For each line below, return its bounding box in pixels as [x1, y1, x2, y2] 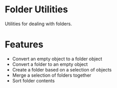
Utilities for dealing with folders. [5, 21, 72, 27]
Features [5, 39, 44, 50]
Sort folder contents [12, 77, 55, 83]
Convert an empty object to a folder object [12, 56, 103, 62]
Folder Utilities [5, 4, 68, 15]
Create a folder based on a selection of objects [12, 66, 112, 73]
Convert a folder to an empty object [12, 61, 88, 67]
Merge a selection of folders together [12, 72, 92, 78]
